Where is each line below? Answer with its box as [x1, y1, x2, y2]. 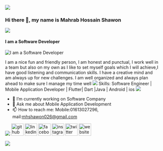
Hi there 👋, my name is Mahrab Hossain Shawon [5, 16, 121, 23]
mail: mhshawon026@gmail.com [12, 113, 78, 120]
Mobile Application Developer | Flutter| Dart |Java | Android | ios [5, 86, 135, 92]
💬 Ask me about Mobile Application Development [12, 101, 111, 107]
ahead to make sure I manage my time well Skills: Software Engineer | [5, 80, 152, 86]
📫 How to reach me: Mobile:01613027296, [12, 106, 99, 112]
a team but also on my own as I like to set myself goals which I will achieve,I [5, 64, 159, 70]
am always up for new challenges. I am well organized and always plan [5, 75, 148, 80]
